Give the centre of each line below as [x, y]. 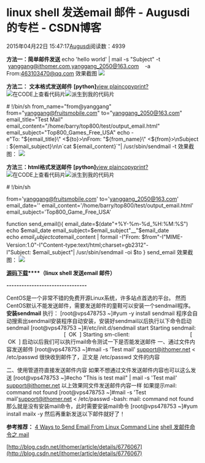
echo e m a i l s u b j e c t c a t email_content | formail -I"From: [73, 237]
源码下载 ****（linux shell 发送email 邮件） [61, 273]
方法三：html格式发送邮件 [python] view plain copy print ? [77, 167]
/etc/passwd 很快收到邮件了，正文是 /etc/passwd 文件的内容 [83, 357]
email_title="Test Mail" [35, 119]
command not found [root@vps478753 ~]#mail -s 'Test [76, 392]
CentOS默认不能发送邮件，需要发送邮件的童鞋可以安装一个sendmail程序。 [100, 305]
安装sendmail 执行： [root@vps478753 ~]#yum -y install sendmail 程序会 [99, 313]
